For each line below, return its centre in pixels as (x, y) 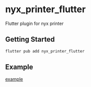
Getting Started (30, 39)
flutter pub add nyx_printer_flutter (45, 51)
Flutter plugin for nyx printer (35, 23)
